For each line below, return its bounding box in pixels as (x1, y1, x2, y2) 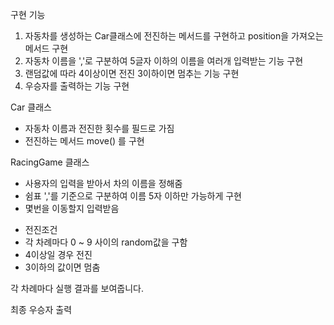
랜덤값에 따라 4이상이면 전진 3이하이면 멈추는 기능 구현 (24, 68, 240, 79)
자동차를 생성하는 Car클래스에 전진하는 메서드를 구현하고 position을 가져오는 (24, 30, 324, 42)
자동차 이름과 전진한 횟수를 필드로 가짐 (24, 123, 175, 134)
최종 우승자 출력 (10, 304, 73, 315)
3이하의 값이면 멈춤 (24, 261, 101, 273)
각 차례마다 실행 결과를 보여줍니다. (10, 283, 144, 294)
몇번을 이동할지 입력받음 (24, 203, 120, 214)
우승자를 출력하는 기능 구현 (24, 80, 130, 92)
